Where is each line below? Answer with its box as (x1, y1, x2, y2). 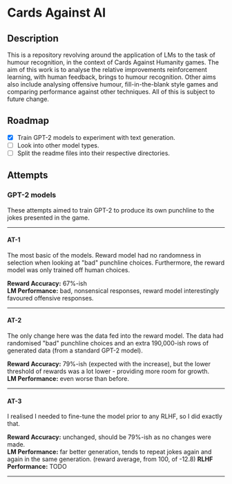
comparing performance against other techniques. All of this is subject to (7, 88, 215, 96)
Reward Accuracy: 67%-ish (7, 279, 88, 287)
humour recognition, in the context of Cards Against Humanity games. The (7, 58, 220, 66)
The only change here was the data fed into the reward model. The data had (7, 332, 224, 340)
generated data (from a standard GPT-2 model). (7, 346, 143, 355)
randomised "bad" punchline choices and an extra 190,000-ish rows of (7, 339, 209, 348)
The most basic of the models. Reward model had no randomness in (7, 251, 202, 259)
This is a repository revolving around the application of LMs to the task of (7, 51, 215, 59)
